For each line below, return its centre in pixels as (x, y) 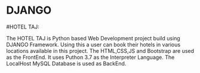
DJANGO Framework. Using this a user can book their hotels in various (93, 45)
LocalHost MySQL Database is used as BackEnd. (66, 64)
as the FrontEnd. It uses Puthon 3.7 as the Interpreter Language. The (90, 57)
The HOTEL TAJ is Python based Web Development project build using (93, 38)
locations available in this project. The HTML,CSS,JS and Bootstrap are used (100, 50)
